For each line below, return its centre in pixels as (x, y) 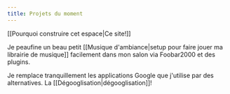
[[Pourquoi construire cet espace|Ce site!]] (69, 33)
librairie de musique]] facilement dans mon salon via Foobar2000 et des (111, 54)
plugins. (19, 62)
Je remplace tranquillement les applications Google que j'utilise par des (110, 75)
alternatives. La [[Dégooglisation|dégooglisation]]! (80, 83)
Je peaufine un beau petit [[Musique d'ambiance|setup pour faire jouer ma (115, 47)
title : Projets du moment (45, 14)
